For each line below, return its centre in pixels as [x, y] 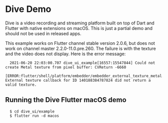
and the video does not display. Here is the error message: [65, 54]
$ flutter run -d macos [34, 116]
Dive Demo [28, 9]
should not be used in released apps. [43, 33]
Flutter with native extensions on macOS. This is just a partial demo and [79, 28]
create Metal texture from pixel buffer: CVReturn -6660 [66, 67]
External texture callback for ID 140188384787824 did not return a [78, 80]
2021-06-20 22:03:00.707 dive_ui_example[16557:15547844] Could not [82, 63]
